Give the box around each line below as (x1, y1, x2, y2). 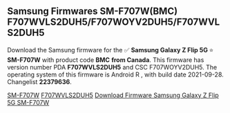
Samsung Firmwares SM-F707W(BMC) (7, 6, 178, 17)
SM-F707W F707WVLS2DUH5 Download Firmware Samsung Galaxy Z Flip (7, 91, 219, 99)
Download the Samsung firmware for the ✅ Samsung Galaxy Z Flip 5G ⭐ (7, 45, 214, 54)
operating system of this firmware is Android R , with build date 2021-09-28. (7, 70, 224, 79)
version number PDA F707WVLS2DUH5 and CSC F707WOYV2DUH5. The (7, 63, 218, 71)
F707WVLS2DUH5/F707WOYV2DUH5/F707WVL (7, 17, 220, 28)
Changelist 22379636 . (7, 77, 73, 85)
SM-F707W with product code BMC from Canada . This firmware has (7, 55, 204, 64)
